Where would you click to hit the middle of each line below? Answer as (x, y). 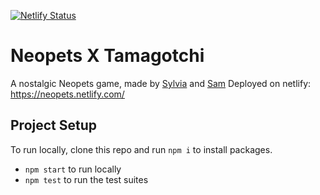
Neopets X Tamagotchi (107, 56)
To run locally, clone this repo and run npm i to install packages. (141, 149)
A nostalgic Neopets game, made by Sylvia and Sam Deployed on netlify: (161, 83)
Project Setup (54, 125)
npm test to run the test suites (86, 179)
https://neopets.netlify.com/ (67, 94)
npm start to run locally (73, 169)
